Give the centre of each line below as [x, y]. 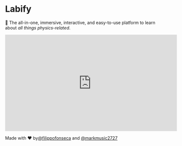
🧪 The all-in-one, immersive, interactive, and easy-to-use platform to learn [80, 23]
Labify [18, 9]
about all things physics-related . [38, 27]
